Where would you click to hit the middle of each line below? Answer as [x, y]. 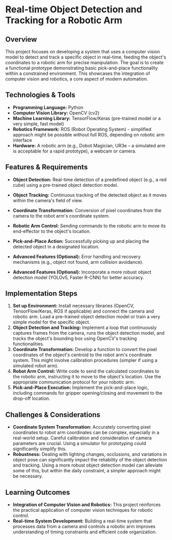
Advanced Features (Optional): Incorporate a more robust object [82, 272]
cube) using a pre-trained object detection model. [65, 185]
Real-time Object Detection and [74, 9]
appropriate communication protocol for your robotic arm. [74, 382]
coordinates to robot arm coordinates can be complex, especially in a [86, 433]
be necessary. [28, 476]
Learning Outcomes [38, 492]
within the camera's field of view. [48, 200]
